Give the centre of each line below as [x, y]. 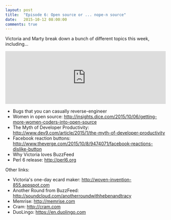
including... [17, 44]
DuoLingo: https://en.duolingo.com [49, 212]
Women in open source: [38, 117]
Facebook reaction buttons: [41, 139]
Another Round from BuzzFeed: [46, 190]
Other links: [17, 170]
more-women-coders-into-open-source [55, 122]
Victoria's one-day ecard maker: [46, 180]
